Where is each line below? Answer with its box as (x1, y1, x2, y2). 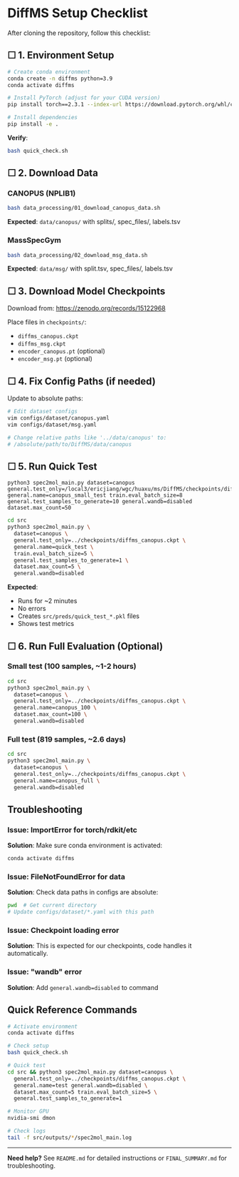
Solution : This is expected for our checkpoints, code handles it (7, 941, 192, 950)
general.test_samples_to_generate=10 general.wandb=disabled (7, 498, 193, 505)
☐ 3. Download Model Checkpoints (7, 285, 166, 297)
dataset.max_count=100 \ (14, 711, 87, 718)
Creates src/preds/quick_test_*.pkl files (17, 612, 140, 620)
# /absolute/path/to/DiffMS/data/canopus (7, 440, 132, 448)
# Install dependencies (7, 114, 78, 121)
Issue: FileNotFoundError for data (7, 872, 126, 882)
